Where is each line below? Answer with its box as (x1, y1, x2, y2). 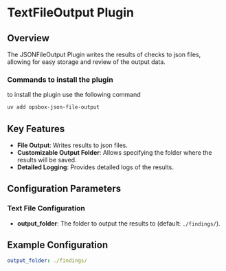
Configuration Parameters (7, 183, 122, 195)
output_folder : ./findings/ (7, 257, 88, 264)
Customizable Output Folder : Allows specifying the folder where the (16, 148, 212, 156)
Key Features (7, 122, 65, 135)
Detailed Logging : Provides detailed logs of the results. (16, 163, 174, 171)
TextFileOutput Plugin (7, 5, 134, 21)
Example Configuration (7, 239, 109, 251)
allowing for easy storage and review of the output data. (7, 58, 166, 66)
